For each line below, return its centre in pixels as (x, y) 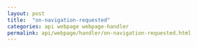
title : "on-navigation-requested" (59, 20)
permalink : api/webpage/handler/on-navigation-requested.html (99, 33)
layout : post (26, 13)
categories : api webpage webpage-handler (68, 26)
